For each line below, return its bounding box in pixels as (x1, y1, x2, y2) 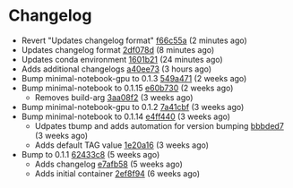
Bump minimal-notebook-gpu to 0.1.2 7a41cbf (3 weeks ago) (21, 101, 245, 112)
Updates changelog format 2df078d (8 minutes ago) (21, 44, 215, 55)
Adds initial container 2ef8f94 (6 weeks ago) (34, 167, 201, 179)
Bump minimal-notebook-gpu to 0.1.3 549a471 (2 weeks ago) (21, 73, 247, 83)
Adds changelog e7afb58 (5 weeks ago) (34, 158, 183, 169)
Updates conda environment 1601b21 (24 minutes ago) (21, 54, 223, 64)
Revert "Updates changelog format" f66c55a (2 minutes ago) (21, 35, 247, 46)
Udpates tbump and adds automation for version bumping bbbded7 (34, 120, 284, 131)
